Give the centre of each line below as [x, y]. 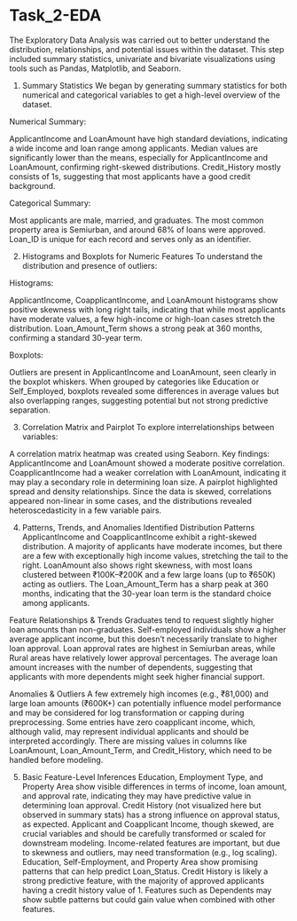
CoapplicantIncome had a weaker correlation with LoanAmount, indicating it [148, 472]
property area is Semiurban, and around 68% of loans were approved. [137, 229]
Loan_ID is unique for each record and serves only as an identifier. [130, 239]
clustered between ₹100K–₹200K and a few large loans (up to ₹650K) [149, 574]
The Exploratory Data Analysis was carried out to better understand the [140, 40]
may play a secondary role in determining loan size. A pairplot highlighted [144, 482]
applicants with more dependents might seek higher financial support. [137, 676]
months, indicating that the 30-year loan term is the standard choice [147, 593]
